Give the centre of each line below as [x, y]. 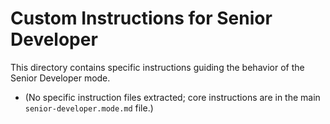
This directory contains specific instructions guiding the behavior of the [157, 67]
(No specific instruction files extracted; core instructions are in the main [172, 97]
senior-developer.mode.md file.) [89, 108]
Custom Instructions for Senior [141, 18]
